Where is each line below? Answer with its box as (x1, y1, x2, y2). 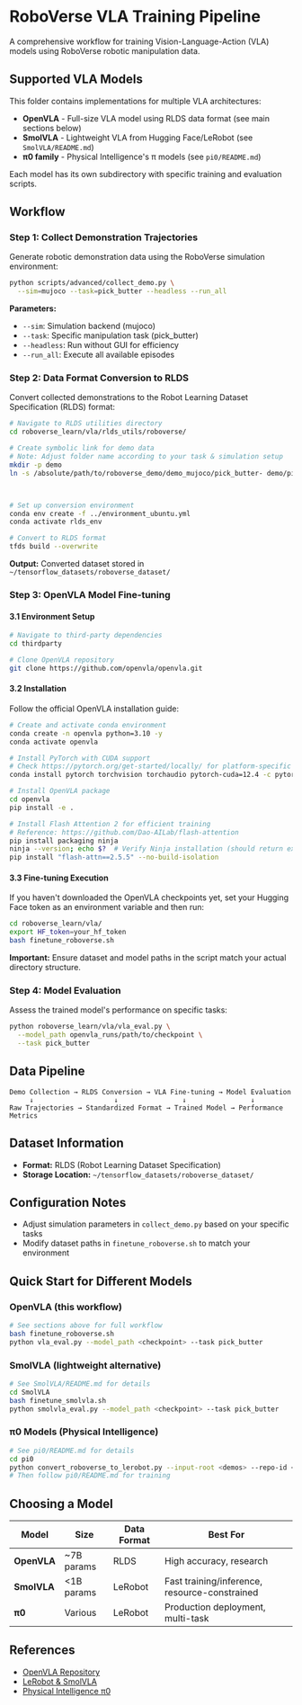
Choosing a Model (9, 1495, 114, 1512)
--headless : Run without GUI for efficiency (22, 340, 180, 351)
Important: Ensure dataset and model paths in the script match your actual (9, 952, 287, 963)
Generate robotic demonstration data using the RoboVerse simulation (9, 252, 265, 263)
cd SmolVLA (9, 1388, 50, 1397)
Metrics (9, 1111, 39, 1120)
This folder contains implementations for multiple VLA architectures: (9, 95, 262, 106)
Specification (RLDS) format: (9, 402, 115, 413)
